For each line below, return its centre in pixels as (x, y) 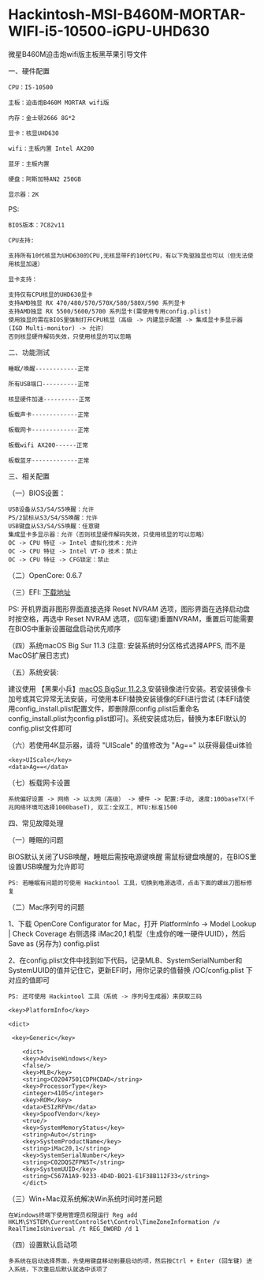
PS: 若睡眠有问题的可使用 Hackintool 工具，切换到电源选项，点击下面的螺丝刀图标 (127, 883)
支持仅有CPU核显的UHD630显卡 (50, 295)
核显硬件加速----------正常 (49, 399)
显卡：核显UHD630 (33, 133)
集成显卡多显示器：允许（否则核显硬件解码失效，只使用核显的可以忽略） (108, 535)
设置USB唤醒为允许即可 (46, 866)
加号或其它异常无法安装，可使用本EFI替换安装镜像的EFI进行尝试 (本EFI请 (126, 698)
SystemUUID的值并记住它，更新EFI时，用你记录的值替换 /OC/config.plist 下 (131, 970)
